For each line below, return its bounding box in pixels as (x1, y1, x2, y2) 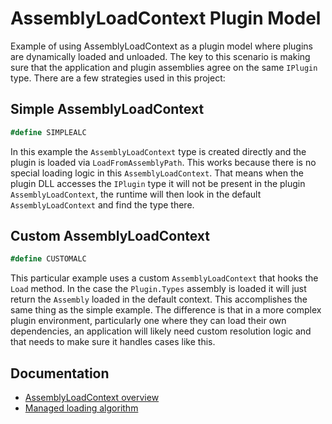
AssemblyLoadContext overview (24, 392, 160, 404)
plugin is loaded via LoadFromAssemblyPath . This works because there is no (10, 156, 317, 168)
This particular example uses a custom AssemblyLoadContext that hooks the (10, 272, 319, 284)
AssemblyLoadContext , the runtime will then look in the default (10, 188, 262, 200)
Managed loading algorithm (24, 402, 139, 414)
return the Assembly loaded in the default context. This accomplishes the (10, 293, 308, 306)
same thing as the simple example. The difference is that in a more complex (10, 304, 322, 316)
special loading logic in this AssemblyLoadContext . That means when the (10, 167, 304, 179)
